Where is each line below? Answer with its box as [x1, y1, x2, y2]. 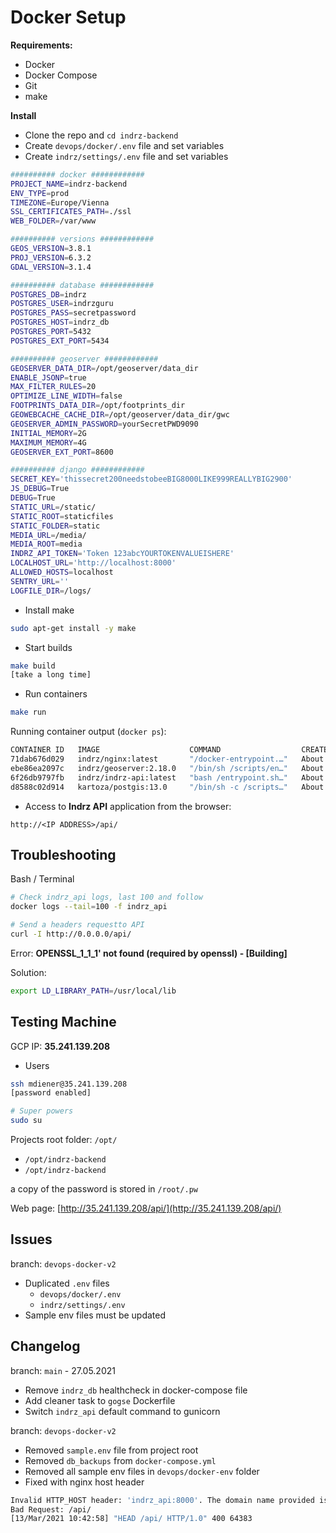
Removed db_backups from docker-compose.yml [24, 1454, 217, 1466]
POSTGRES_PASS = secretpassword [10, 308, 137, 318]
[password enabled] [10, 1088, 92, 1098]
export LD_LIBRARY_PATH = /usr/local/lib [10, 986, 177, 996]
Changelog [10, 1338, 81, 1355]
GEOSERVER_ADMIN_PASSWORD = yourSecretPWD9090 [10, 419, 199, 429]
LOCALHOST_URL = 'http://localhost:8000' [10, 558, 177, 568]
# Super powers [10, 1106, 74, 1116]
